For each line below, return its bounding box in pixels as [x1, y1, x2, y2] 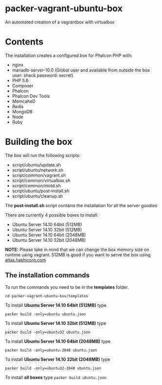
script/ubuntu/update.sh [12, 162, 61, 168]
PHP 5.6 [12, 77, 29, 83]
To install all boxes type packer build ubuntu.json [5, 374, 106, 380]
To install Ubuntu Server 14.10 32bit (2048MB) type [5, 356, 111, 362]
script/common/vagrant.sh [12, 172, 66, 178]
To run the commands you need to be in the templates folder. [5, 284, 129, 290]
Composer [12, 83, 34, 89]
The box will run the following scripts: [5, 152, 81, 158]
